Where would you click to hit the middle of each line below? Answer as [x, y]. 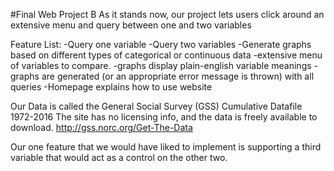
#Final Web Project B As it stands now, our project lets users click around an [167, 14]
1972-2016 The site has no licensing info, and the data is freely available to [164, 117]
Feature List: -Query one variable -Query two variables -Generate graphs [161, 44]
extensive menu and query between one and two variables [131, 25]
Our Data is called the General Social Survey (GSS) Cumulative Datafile [156, 106]
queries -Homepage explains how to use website [111, 87]
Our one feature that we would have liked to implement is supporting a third [166, 147]
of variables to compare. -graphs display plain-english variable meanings [161, 65]
